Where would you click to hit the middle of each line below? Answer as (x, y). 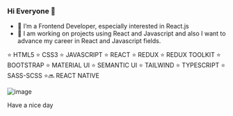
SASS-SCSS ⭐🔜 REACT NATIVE (53, 76)
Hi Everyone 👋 (31, 11)
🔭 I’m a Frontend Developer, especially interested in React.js (103, 26)
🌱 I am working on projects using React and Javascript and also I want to (121, 33)
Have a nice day (30, 105)
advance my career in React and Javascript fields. (89, 41)
